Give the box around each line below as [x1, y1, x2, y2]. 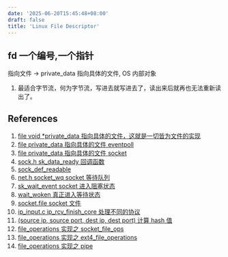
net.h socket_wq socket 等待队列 [17, 173, 110, 182]
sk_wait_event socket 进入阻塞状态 [17, 182, 115, 190]
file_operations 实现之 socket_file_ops [17, 225, 124, 233]
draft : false [8, 16, 45, 23]
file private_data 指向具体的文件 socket [17, 149, 127, 157]
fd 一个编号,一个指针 [8, 49, 94, 62]
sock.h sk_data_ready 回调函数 [17, 158, 105, 165]
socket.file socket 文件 [17, 199, 81, 207]
